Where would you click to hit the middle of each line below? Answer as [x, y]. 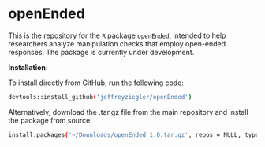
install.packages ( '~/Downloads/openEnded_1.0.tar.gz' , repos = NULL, [125, 134]
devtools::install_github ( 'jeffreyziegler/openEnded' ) [100, 97]
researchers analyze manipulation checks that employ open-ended [117, 43]
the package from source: [50, 120]
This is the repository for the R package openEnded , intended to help [117, 35]
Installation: [28, 67]
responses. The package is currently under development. [101, 52]
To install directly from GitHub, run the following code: [96, 83]
